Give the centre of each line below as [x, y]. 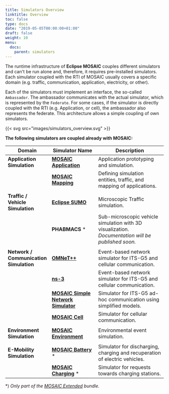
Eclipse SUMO [69, 202]
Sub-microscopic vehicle [128, 216]
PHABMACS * [69, 229]
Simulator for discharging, [129, 346]
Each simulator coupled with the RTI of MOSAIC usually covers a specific [81, 77]
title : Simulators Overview [35, 10]
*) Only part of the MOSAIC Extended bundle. [52, 386]
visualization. [113, 229]
